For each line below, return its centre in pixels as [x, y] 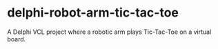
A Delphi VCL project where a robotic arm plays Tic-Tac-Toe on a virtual [109, 32]
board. [17, 39]
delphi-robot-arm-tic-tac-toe [93, 13]
